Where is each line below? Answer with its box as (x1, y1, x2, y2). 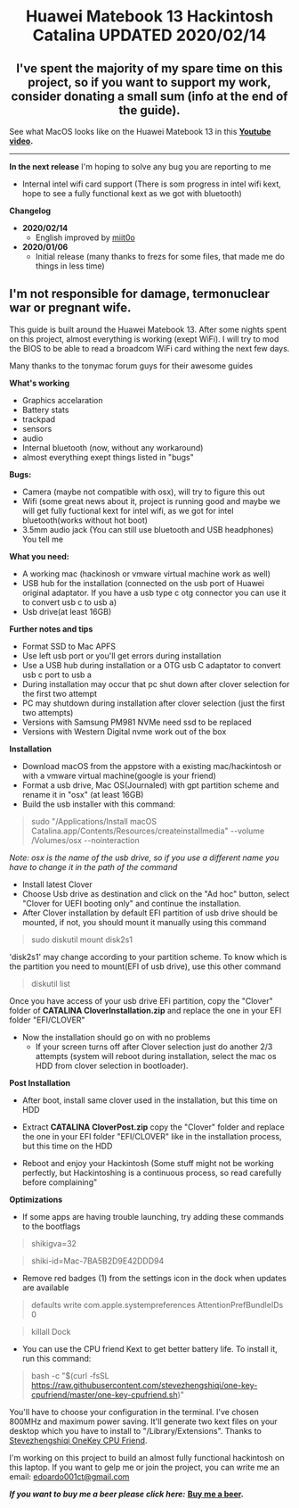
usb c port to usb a (21, 669, 92, 680)
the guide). (118, 103, 181, 118)
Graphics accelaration (21, 394, 103, 405)
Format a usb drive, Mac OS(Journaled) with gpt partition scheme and (21, 779, 279, 791)
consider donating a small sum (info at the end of (11, 88, 288, 104)
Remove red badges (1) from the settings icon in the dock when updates (21, 1272, 287, 1283)
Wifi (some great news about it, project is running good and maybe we (21, 495, 281, 506)
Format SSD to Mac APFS (21, 641, 117, 651)
